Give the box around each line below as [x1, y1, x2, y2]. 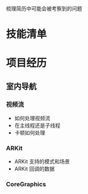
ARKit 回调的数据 [14, 165, 55, 172]
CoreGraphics [6, 180, 46, 188]
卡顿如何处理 [14, 129, 45, 136]
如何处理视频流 [14, 115, 50, 122]
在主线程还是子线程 [14, 122, 61, 129]
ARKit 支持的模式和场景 [14, 158, 70, 165]
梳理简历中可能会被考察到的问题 [6, 5, 82, 12]
